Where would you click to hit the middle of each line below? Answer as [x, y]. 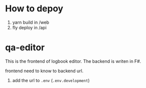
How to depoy [34, 9]
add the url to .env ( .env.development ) [51, 80]
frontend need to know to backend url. [44, 71]
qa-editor [25, 48]
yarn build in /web [31, 22]
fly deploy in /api [29, 27]
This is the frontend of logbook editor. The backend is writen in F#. [73, 61]
